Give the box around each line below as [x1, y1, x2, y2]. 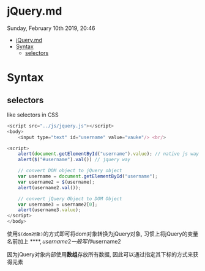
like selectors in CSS [7, 111, 59, 118]
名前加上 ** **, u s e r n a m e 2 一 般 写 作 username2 [7, 238, 121, 245]
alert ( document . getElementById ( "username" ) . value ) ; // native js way [18, 151, 199, 157]
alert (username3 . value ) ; [18, 207, 81, 213]
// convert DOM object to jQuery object [18, 168, 122, 174]
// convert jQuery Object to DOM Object [18, 195, 122, 202]
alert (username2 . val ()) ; [18, 184, 81, 190]
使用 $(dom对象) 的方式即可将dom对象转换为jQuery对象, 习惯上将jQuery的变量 [7, 230, 198, 237]
